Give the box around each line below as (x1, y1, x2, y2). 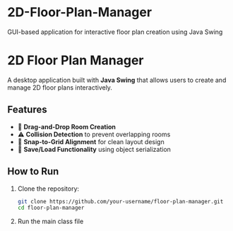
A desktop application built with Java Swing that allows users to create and (7, 76, 227, 84)
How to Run (7, 165, 59, 177)
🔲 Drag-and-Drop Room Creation (17, 122, 116, 131)
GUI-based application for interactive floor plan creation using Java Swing (7, 28, 223, 36)
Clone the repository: (17, 184, 80, 193)
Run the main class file (17, 217, 84, 226)
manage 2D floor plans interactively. (7, 83, 113, 92)
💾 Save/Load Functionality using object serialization (17, 145, 172, 153)
